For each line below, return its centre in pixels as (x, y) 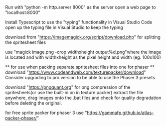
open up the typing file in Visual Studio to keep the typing (64, 27)
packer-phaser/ (21, 118)
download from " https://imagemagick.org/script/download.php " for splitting (83, 37)
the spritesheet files (26, 42)
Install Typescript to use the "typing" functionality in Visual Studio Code (79, 22)
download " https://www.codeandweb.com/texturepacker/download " (76, 72)
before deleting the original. (34, 103)
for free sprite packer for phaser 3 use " (46, 113)
